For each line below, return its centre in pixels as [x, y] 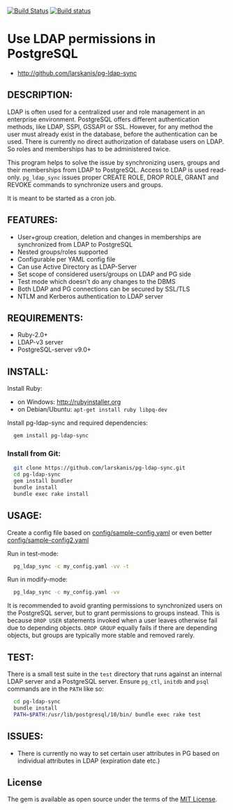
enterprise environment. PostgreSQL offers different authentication [104, 119]
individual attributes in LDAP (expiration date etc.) [89, 760]
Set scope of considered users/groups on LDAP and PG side [104, 274]
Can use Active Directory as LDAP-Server [77, 267]
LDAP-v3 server [40, 343]
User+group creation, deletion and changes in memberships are [109, 237]
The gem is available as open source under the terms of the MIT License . [112, 800]
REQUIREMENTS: [45, 318]
